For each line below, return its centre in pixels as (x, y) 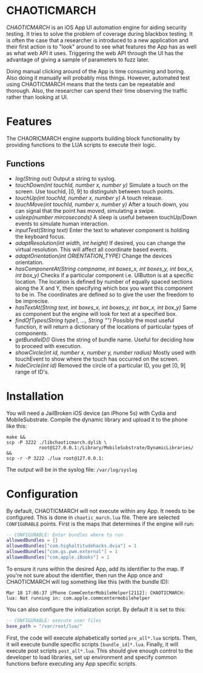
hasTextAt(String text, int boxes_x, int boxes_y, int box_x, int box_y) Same (106, 307)
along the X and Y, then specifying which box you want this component (104, 288)
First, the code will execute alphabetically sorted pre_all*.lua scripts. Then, (101, 638)
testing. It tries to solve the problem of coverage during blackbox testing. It (99, 33)
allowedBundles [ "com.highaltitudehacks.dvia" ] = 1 (72, 546)
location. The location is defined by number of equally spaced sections (104, 281)
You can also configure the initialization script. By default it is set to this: (96, 609)
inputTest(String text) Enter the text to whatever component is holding (102, 230)
